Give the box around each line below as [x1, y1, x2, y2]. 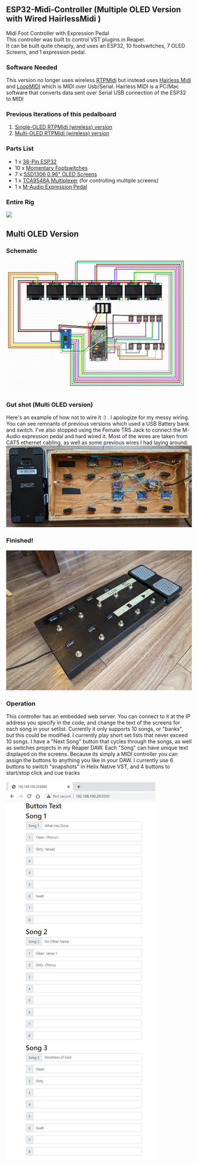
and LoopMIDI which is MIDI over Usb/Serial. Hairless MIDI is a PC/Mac [6, 83, 179, 90]
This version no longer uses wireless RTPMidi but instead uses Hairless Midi [6, 77, 192, 84]
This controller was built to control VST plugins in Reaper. [6, 35, 146, 43]
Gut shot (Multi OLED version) [6, 400, 93, 409]
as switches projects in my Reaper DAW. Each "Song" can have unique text [6, 744, 189, 752]
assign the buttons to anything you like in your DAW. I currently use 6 [6, 757, 174, 764]
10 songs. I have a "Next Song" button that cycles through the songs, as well [6, 738, 192, 745]
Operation [6, 700, 36, 708]
